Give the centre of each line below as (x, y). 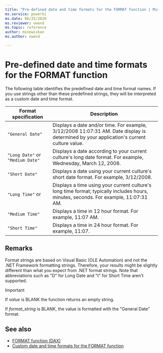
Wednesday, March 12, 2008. (87, 163)
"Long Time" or (24, 194)
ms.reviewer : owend (25, 23)
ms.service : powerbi (26, 14)
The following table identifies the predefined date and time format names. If (81, 88)
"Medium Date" (24, 160)
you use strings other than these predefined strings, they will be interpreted (81, 94)
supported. (16, 281)
